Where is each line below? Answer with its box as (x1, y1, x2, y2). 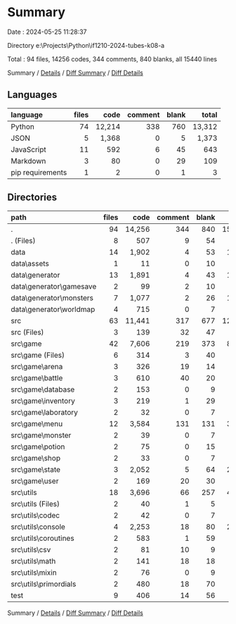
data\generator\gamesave (11, 281, 97, 291)
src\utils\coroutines (11, 533, 75, 543)
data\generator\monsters (11, 293, 93, 303)
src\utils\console (11, 522, 65, 532)
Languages (7, 89, 58, 101)
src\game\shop (11, 453, 61, 463)
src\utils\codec (11, 510, 60, 520)
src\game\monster (11, 430, 72, 440)
